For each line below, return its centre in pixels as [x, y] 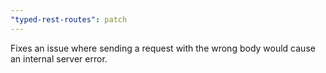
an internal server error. [59, 58]
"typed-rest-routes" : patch [69, 19]
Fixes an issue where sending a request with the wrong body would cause [163, 48]
